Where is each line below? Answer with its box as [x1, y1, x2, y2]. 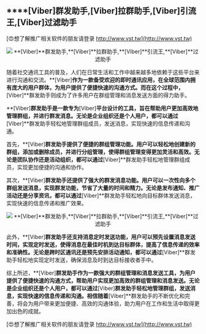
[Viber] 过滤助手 [17, 17, 77, 28]
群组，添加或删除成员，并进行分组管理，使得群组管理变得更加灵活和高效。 [6, 148, 194, 155]
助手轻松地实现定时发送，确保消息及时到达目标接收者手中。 [6, 256, 157, 264]
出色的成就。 [11, 307, 44, 314]
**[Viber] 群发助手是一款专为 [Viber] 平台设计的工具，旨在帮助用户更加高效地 [6, 104, 199, 112]
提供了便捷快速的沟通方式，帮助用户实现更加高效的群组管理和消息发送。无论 [6, 276, 200, 284]
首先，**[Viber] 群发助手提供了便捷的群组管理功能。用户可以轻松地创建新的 [6, 140, 196, 148]
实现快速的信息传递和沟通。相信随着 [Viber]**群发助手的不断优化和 [17, 292, 185, 299]
